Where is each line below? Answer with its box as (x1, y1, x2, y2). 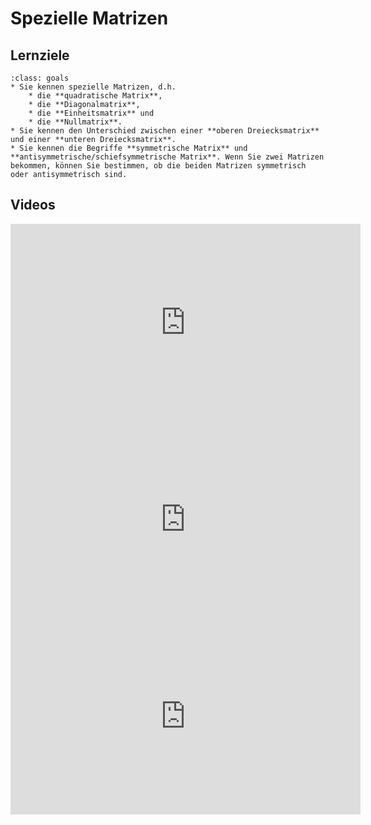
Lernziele (10, 47, 70, 64)
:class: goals (10, 73, 70, 83)
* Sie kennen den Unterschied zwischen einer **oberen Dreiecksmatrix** (10, 126, 320, 136)
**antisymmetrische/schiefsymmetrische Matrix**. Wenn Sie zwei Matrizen (10, 152, 325, 162)
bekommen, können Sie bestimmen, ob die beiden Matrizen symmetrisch (10, 161, 307, 171)
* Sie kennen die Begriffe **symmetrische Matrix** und (10, 143, 248, 153)
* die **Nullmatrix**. (28, 117, 123, 127)
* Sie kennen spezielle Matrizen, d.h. (10, 82, 177, 92)
